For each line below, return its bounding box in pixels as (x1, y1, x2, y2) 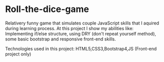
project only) (5, 51, 31, 57)
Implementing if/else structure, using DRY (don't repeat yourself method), (5, 30, 156, 36)
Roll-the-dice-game (5, 3, 89, 15)
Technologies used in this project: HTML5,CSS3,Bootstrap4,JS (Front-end (5, 45, 157, 51)
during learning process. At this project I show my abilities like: (5, 25, 134, 31)
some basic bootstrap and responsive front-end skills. (5, 36, 116, 42)
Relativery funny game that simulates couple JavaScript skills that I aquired (5, 20, 160, 26)
